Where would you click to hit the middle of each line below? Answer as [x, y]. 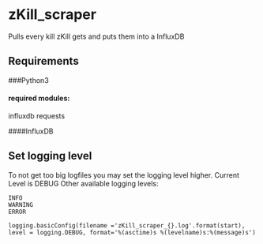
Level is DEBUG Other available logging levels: [84, 183]
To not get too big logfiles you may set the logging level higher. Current [124, 175]
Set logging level [50, 156]
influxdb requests [37, 115]
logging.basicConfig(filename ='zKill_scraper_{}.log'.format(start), [127, 225]
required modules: [39, 98]
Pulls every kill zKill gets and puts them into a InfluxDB [96, 36]
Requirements [43, 61]
